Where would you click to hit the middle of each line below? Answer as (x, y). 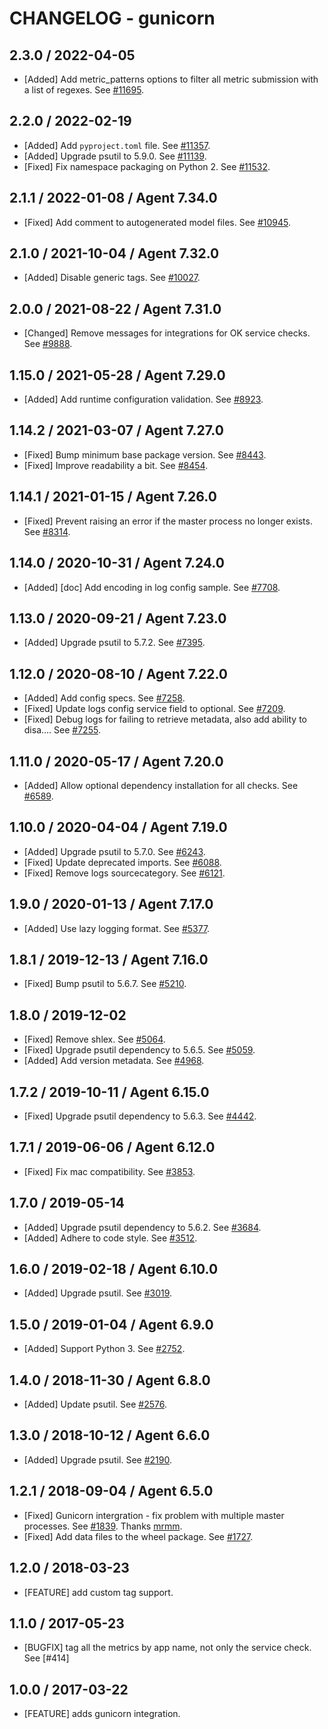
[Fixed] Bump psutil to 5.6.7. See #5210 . (105, 984)
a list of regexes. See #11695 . (84, 90)
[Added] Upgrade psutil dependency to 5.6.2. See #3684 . (142, 1227)
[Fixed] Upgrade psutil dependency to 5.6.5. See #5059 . (139, 1050)
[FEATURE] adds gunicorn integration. (102, 1714)
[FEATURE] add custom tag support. (98, 1592)
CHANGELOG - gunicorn (112, 18)
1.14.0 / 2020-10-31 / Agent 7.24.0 (117, 563)
